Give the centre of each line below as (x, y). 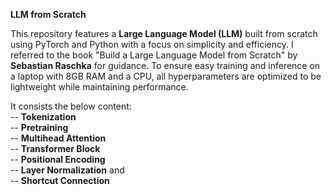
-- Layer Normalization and (67, 170)
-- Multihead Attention (58, 138)
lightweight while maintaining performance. (99, 87)
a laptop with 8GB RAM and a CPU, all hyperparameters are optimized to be (166, 76)
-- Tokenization (43, 117)
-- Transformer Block (55, 148)
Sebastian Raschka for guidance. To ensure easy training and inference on (165, 65)
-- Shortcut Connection (60, 180)
